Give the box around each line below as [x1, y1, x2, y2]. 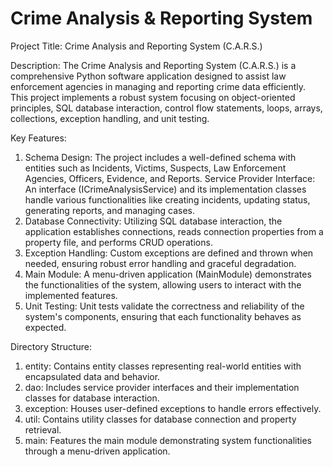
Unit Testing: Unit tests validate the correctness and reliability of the [24, 300, 305, 312]
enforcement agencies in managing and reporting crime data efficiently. [10, 80, 307, 92]
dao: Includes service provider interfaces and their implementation [24, 381, 300, 393]
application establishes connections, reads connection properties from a [24, 225, 324, 237]
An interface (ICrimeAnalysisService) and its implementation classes [24, 183, 307, 195]
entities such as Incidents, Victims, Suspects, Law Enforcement [24, 162, 287, 174]
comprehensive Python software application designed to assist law [10, 70, 287, 82]
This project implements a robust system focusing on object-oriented [10, 91, 296, 103]
